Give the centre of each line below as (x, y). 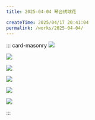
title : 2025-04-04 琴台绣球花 (41, 12)
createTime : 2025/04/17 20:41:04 (47, 22)
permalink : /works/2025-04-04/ (45, 28)
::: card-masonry (27, 46)
